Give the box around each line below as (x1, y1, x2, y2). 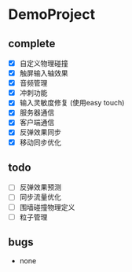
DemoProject (8, 6, 96, 24)
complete (8, 37, 56, 50)
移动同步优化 (19, 138, 61, 147)
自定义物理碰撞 (19, 59, 68, 68)
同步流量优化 (19, 193, 61, 202)
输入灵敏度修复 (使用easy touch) (19, 98, 125, 108)
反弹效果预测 (19, 182, 61, 192)
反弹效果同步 (19, 127, 61, 137)
